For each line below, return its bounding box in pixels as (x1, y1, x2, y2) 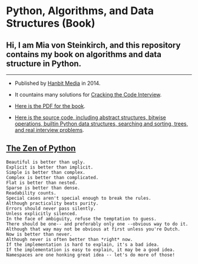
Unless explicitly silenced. (6, 210, 78, 216)
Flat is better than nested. (6, 180, 78, 186)
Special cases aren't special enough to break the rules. (6, 195, 151, 201)
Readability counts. (6, 190, 57, 196)
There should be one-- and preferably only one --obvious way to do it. (6, 221, 189, 227)
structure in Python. (6, 58, 81, 68)
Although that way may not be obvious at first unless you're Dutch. (6, 226, 181, 232)
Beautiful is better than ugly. (6, 159, 85, 165)
